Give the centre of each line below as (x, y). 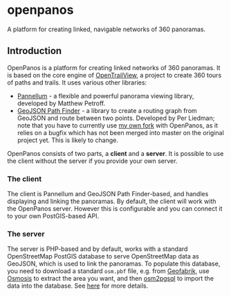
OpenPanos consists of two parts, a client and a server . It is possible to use (115, 153)
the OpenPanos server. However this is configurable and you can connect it (115, 209)
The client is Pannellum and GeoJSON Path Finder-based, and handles (108, 194)
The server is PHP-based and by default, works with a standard (98, 249)
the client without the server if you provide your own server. (92, 161)
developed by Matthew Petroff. (61, 103)
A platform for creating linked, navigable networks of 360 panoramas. (107, 29)
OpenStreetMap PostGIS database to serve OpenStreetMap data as (103, 256)
